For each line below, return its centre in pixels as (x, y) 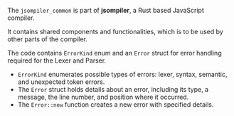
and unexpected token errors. (61, 82)
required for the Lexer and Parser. (57, 60)
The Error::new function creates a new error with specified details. (116, 105)
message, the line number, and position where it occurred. (103, 97)
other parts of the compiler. (47, 39)
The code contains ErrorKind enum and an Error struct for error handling (115, 53)
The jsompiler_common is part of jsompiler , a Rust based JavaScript (106, 10)
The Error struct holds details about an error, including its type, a (113, 89)
